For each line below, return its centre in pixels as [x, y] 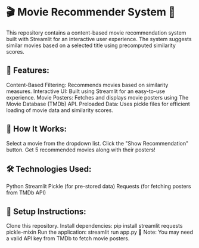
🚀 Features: [28, 71]
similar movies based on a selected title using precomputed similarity [91, 45]
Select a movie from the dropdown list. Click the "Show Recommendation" [97, 143]
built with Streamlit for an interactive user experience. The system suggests [99, 39]
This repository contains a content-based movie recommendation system [96, 32]
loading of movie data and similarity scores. [60, 110]
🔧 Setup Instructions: [46, 211]
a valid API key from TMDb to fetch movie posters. [68, 238]
